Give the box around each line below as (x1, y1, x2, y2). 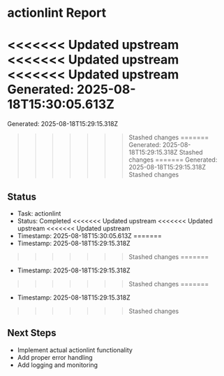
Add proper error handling (17, 353, 93, 361)
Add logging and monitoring (17, 361, 98, 369)
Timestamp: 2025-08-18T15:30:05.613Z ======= (17, 231, 162, 239)
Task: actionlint (17, 209, 61, 218)
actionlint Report (7, 5, 107, 21)
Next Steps (7, 327, 57, 339)
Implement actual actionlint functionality (17, 345, 133, 354)
